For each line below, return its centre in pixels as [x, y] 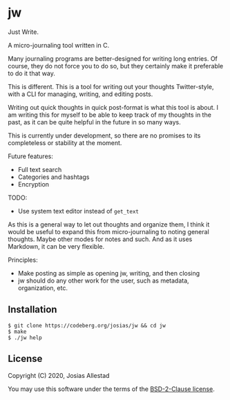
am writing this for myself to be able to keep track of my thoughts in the [109, 115]
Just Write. [23, 32]
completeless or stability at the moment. [65, 142]
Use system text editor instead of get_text [78, 211]
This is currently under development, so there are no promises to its [104, 135]
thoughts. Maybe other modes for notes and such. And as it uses [100, 239]
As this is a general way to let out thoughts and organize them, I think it [109, 224]
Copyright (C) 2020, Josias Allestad [59, 375]
